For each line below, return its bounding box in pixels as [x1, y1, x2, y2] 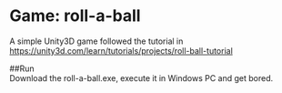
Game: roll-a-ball [9, 5, 141, 26]
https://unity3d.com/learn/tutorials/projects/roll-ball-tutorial [9, 45, 234, 56]
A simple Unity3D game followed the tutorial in [9, 36, 184, 46]
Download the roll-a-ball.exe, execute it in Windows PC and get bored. [9, 72, 274, 83]
